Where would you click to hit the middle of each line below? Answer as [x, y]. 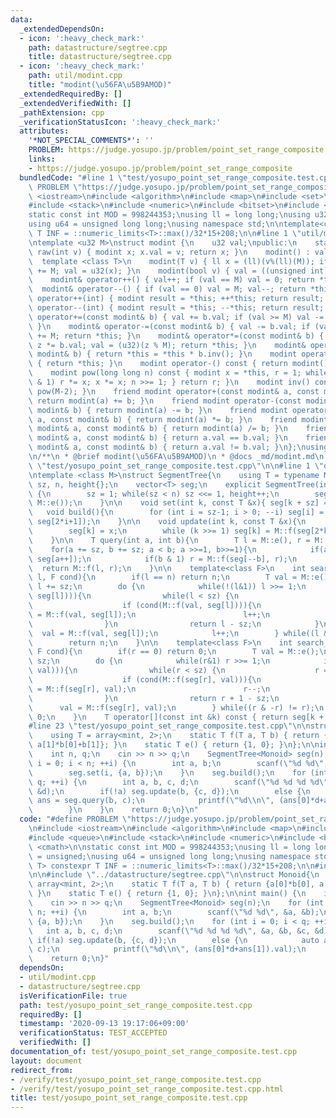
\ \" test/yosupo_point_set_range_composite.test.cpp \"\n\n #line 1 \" [176, 466]
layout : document [46, 1061]
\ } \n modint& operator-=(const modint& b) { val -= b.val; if [169, 326]
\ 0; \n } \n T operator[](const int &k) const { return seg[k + [176, 717]
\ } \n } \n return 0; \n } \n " [113, 810]
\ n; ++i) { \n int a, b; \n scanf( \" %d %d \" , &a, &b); [174, 912]
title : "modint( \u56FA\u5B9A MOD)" [100, 85]
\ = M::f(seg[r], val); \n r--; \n [149, 689]
